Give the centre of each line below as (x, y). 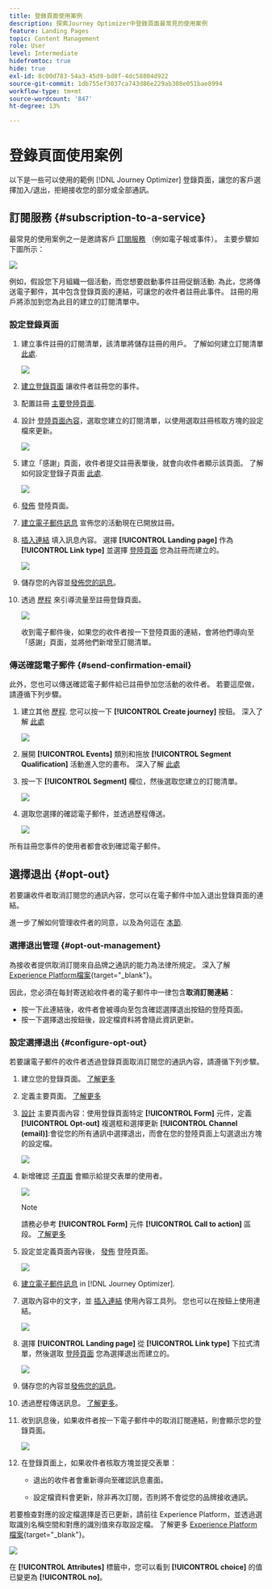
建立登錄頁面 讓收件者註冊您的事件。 (82, 386)
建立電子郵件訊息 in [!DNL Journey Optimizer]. (98, 1283)
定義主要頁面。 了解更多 (61, 1096)
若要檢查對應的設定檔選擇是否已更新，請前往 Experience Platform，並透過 (132, 1514)
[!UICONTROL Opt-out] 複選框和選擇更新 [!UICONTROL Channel (129, 1123)
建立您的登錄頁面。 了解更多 (68, 1078)
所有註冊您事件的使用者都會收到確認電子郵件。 (87, 846)
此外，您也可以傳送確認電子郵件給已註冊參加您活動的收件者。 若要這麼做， (134, 684)
